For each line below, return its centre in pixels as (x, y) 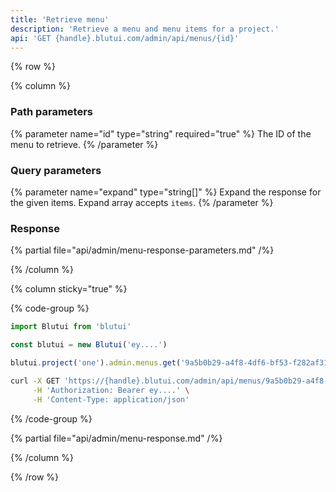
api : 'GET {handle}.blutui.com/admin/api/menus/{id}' (125, 38)
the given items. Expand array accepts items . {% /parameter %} (142, 202)
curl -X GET (35, 381)
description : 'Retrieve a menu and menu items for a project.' (145, 29)
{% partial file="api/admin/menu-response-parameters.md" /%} (142, 250)
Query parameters (56, 170)
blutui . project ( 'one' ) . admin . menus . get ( (96, 363)
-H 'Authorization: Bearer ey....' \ (111, 390)
